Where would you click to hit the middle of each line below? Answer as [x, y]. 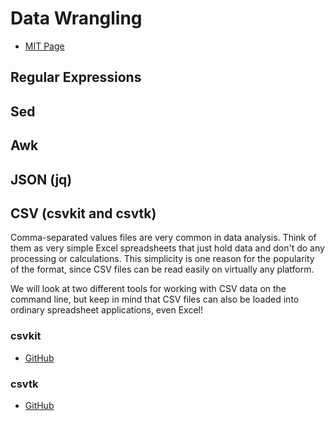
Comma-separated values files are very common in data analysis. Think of [163, 238]
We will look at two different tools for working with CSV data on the [148, 289]
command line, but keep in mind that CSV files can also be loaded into [155, 299]
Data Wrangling [76, 18]
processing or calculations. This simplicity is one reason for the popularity [162, 259]
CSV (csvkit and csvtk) [83, 213]
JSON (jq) [41, 179]
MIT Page [44, 46]
